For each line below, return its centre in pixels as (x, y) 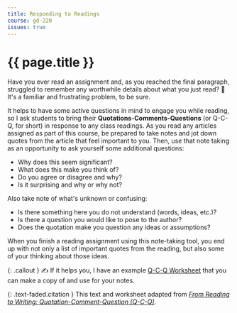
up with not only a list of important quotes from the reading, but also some (116, 248)
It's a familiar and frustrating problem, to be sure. (79, 97)
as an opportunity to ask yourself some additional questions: (96, 148)
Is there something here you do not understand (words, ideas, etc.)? (117, 212)
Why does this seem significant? (65, 162)
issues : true (27, 27)
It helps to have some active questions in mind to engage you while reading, (118, 111)
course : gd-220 (30, 21)
